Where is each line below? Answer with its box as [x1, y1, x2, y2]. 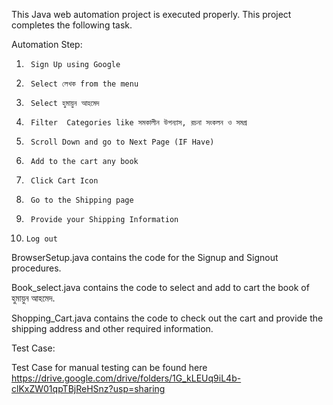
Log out [25, 234, 58, 244]
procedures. [11, 262, 62, 274]
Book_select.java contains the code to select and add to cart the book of [11, 282, 310, 293]
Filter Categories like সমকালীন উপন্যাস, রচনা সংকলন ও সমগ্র [30, 118, 248, 128]
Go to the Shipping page [30, 195, 134, 205]
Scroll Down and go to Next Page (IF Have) [30, 137, 215, 147]
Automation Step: [11, 39, 83, 50]
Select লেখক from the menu [30, 79, 139, 89]
